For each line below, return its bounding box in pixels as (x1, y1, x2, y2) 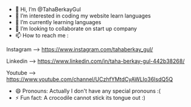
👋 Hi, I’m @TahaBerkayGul (15, 6, 81, 13)
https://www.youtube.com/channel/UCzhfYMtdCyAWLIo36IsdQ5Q (6, 76, 173, 83)
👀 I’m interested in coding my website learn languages (15, 12, 151, 19)
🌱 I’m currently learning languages (15, 19, 102, 25)
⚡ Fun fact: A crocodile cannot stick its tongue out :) (15, 94, 146, 101)
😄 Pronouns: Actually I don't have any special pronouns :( (15, 88, 161, 94)
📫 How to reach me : (15, 32, 69, 39)
